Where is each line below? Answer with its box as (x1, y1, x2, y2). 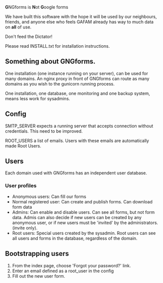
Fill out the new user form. (12, 273, 65, 279)
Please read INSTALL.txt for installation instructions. (5, 43, 110, 49)
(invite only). (12, 225, 38, 230)
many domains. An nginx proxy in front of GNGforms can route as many (5, 76, 150, 82)
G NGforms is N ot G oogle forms (5, 4, 69, 10)
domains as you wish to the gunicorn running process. (5, 81, 115, 86)
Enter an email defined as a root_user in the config (12, 268, 114, 274)
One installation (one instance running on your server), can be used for (5, 70, 148, 76)
